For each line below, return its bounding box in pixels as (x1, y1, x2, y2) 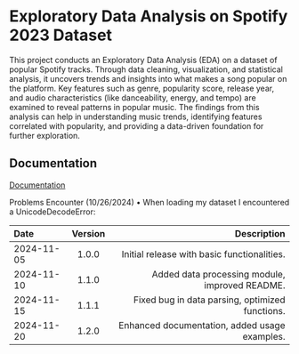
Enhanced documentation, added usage (118, 318, 286, 331)
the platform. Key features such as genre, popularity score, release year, (9, 83, 274, 93)
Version (71, 227, 106, 239)
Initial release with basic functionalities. (121, 247, 286, 260)
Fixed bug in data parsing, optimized (133, 294, 286, 306)
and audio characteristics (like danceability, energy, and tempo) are (9, 92, 256, 103)
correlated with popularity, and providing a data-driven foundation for (9, 120, 264, 131)
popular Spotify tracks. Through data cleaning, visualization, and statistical (9, 64, 283, 75)
